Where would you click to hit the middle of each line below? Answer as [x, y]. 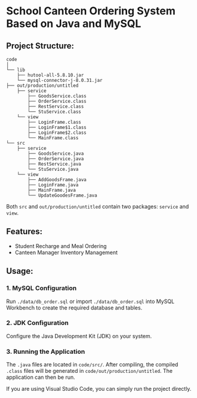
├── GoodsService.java [56, 154]
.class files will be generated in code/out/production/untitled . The [90, 371]
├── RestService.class [56, 106]
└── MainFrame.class [53, 138]
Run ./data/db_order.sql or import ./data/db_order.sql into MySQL [90, 301]
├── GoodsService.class [57, 96]
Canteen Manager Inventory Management [66, 252]
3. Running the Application [46, 351]
